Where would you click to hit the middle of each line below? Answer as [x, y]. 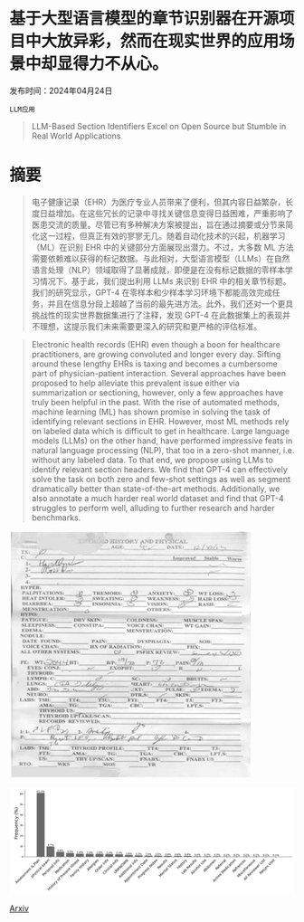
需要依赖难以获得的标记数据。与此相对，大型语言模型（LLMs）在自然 [161, 258]
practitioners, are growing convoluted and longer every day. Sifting [156, 354]
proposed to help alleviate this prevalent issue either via [135, 383]
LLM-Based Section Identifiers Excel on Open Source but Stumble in [159, 126]
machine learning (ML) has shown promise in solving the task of [151, 412]
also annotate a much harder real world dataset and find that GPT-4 [157, 498]
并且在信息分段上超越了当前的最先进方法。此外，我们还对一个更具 [171, 303]
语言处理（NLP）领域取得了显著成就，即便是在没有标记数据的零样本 [158, 270]
